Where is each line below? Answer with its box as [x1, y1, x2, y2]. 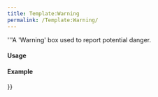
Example [7, 67, 34, 76]
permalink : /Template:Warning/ [7, 17, 99, 24]
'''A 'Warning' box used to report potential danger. [7, 35, 152, 44]
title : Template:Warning [7, 10, 80, 17]
